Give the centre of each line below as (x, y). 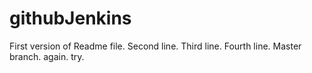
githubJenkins (70, 18)
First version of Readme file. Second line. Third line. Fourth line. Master (155, 46)
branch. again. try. (47, 56)
